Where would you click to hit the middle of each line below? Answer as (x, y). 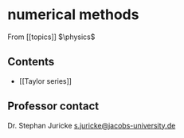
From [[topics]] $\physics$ (51, 37)
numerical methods (73, 15)
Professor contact (53, 106)
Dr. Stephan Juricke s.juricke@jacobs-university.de (92, 125)
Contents (31, 62)
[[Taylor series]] (45, 81)
